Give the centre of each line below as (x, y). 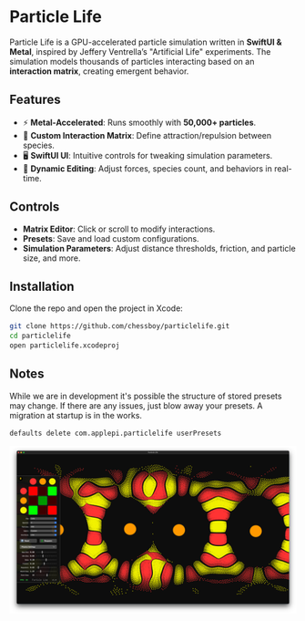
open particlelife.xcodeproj (65, 346)
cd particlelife (40, 336)
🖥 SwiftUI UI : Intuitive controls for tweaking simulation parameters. (147, 155)
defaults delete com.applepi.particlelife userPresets (116, 433)
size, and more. (51, 258)
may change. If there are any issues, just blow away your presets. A (136, 405)
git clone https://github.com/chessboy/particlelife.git (120, 326)
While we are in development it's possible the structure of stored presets (146, 396)
